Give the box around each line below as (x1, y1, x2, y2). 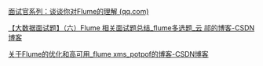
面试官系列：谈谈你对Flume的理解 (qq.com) (8, 7, 149, 16)
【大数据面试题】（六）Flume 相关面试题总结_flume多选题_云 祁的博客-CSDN (8, 23, 255, 33)
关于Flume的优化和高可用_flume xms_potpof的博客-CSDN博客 (8, 50, 210, 58)
